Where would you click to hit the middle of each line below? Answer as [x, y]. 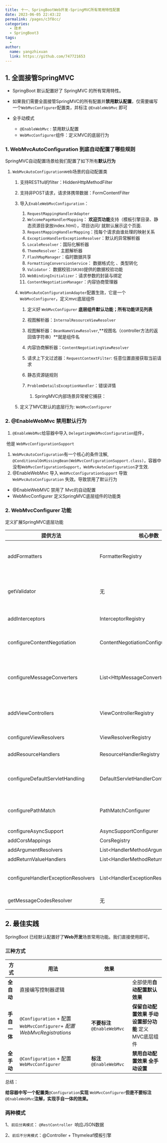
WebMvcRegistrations [45, 1033]
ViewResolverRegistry [125, 738]
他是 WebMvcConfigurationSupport [40, 443]
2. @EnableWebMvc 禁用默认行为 [46, 421]
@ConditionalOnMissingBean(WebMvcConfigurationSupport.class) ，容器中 [87, 460]
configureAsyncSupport [36, 831]
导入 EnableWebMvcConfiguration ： [54, 203]
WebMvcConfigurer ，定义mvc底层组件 [57, 299]
